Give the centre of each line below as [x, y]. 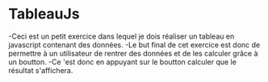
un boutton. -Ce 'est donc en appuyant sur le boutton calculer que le [122, 62]
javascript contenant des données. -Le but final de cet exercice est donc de [134, 44]
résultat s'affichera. [41, 70]
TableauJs [44, 14]
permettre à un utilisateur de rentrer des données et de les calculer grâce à [133, 53]
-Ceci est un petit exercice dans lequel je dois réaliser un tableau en [121, 36]
